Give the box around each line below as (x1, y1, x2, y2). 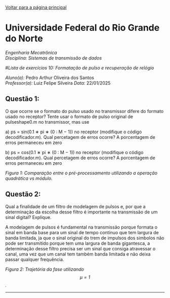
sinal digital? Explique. (5, 214, 52, 220)
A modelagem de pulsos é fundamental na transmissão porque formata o (5, 224, 158, 230)
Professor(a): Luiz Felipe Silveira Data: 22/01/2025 (5, 80, 111, 86)
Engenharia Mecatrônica (5, 49, 57, 55)
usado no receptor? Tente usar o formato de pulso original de (5, 114, 133, 120)
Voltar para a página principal (5, 5, 67, 10)
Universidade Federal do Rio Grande (5, 22, 160, 33)
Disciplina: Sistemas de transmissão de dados (5, 55, 102, 61)
